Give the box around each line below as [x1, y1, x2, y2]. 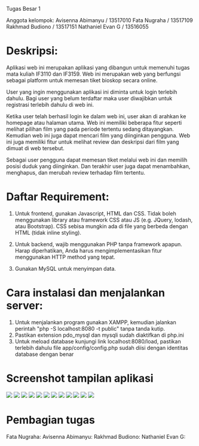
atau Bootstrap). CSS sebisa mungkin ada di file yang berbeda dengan [14, 222, 188, 230]
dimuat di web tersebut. [6, 144, 65, 152]
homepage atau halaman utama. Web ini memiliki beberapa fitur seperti [6, 119, 182, 126]
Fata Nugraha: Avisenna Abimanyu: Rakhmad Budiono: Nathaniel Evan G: [6, 433, 186, 440]
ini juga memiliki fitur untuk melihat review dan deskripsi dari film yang [6, 138, 179, 145]
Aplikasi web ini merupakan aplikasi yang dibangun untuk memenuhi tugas [6, 64, 190, 71]
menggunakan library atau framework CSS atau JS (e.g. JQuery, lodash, [14, 216, 193, 223]
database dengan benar [14, 351, 74, 358]
